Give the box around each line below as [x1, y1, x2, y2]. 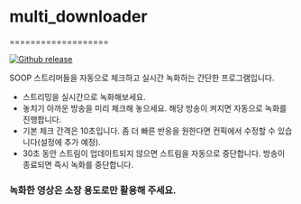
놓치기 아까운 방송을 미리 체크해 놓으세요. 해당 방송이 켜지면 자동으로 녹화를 [22, 102, 287, 114]
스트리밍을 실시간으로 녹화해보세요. [22, 91, 146, 102]
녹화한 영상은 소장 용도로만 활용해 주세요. [9, 183, 177, 196]
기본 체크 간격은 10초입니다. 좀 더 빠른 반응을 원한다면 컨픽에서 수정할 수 [22, 125, 277, 136]
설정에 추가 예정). [40, 136, 101, 147]
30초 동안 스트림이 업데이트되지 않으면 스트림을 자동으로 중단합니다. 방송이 [22, 147, 286, 159]
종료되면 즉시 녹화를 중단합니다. [22, 159, 133, 170]
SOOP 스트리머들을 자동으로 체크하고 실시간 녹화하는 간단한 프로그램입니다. [9, 72, 275, 83]
